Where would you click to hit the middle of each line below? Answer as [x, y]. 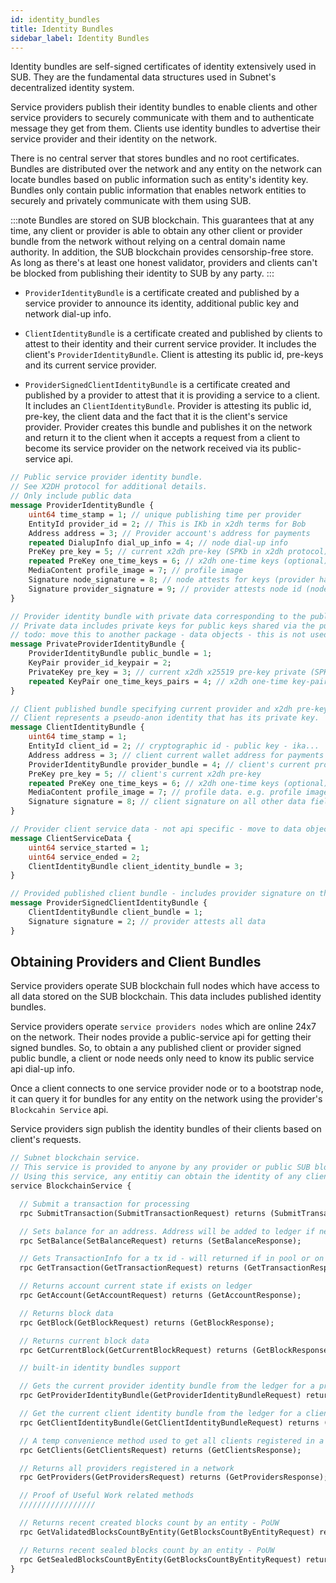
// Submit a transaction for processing [104, 1204]
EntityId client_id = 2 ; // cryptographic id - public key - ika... [174, 746]
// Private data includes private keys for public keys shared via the [162, 626]
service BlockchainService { [71, 1186]
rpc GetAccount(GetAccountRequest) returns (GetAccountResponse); [160, 1296]
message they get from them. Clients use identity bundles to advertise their [165, 128]
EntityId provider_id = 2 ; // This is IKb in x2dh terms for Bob [167, 524]
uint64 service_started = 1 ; [89, 847]
